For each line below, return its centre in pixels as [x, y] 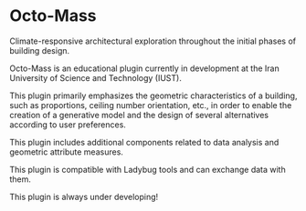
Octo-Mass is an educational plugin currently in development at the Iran [145, 68]
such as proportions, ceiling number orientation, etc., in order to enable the [151, 105]
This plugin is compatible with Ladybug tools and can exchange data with [148, 169]
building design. [40, 50]
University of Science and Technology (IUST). [96, 77]
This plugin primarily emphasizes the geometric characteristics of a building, [153, 95]
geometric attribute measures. [66, 152]
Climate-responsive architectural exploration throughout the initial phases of [153, 41]
